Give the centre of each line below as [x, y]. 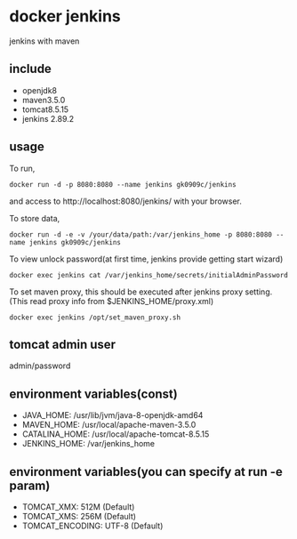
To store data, [35, 218]
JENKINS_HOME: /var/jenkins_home [88, 444]
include [30, 69]
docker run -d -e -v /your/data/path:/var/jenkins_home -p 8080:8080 [141, 234]
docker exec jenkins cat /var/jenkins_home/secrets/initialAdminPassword [149, 275]
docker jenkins [65, 16]
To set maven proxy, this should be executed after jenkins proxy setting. [141, 292]
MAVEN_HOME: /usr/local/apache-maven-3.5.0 [109, 425]
